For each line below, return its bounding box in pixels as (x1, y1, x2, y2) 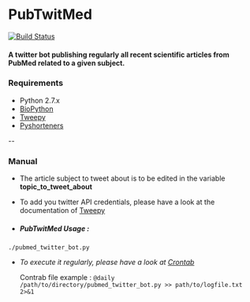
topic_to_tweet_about (19, 182, 93, 192)
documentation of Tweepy (19, 206, 106, 215)
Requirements (8, 77, 64, 88)
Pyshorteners (19, 121, 64, 130)
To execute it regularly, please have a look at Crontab (19, 258, 195, 267)
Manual (8, 155, 38, 166)
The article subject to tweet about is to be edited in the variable (19, 173, 226, 183)
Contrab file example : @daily (19, 273, 115, 282)
